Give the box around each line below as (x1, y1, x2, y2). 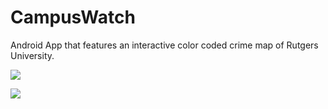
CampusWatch (10, 6, 136, 29)
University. (10, 49, 55, 61)
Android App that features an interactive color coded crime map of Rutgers (10, 39, 319, 51)
